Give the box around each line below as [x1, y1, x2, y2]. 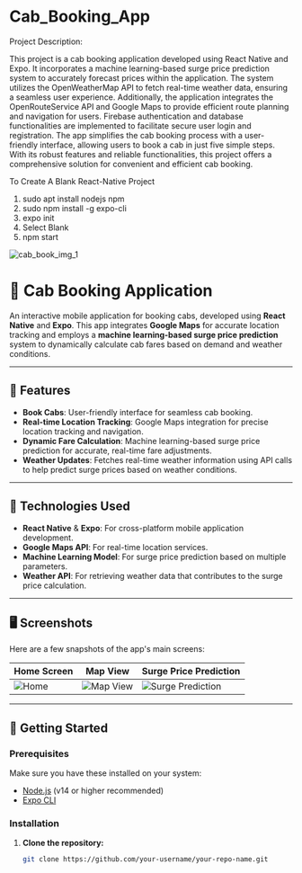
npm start [22, 231, 58, 242]
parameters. [22, 560, 68, 572]
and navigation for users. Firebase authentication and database [9, 111, 244, 121]
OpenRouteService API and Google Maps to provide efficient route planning [9, 101, 289, 111]
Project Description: [9, 36, 84, 47]
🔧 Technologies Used [9, 499, 130, 514]
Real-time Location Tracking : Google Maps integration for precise [22, 416, 269, 427]
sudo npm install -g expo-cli [22, 202, 128, 213]
